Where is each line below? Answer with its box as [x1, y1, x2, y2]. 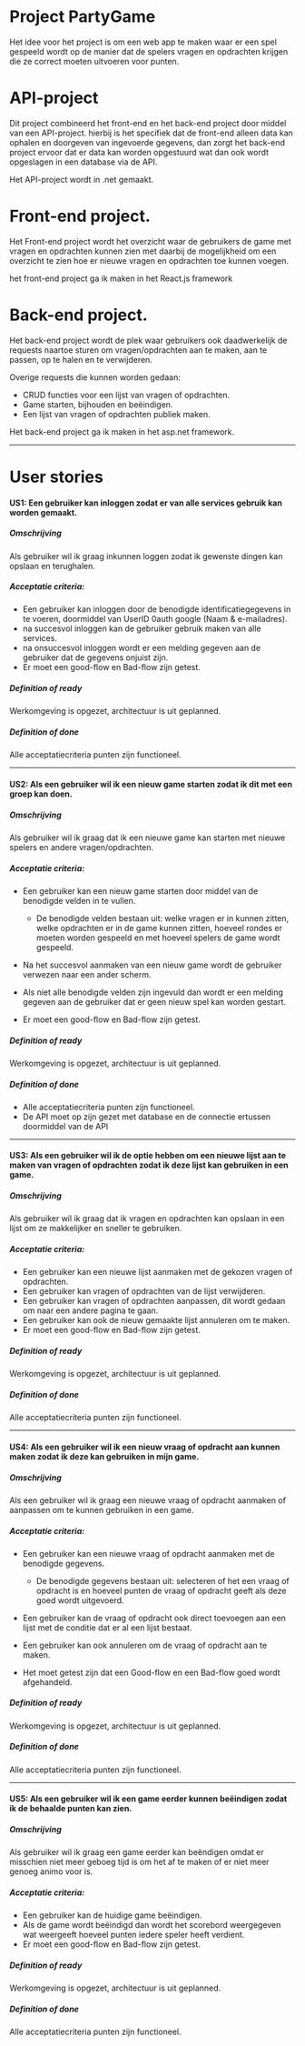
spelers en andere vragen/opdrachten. [9, 841, 154, 852]
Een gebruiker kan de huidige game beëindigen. [22, 1910, 202, 1921]
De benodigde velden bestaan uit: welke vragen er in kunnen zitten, [35, 912, 290, 924]
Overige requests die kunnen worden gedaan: [9, 371, 182, 383]
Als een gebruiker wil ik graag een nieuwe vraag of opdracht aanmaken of [9, 1494, 286, 1506]
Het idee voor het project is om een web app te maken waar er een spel [9, 36, 277, 47]
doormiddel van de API [22, 1120, 109, 1131]
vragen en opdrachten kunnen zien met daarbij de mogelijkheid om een [9, 246, 277, 256]
